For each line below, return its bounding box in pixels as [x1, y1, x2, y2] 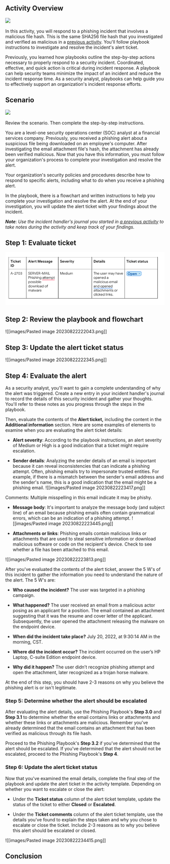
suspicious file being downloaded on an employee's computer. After [5, 140, 147, 146]
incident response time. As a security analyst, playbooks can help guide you [5, 76, 164, 82]
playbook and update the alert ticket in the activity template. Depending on [5, 781, 161, 787]
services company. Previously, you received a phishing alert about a [5, 135, 148, 141]
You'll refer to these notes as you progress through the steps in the [5, 401, 145, 407]
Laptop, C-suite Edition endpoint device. [12, 654, 97, 660]
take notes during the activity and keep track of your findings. [5, 223, 135, 230]
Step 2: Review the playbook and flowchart [5, 315, 144, 324]
